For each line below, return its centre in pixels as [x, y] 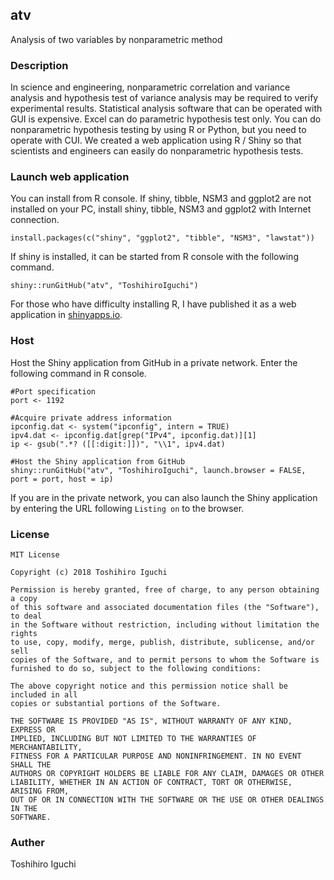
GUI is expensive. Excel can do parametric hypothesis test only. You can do [166, 119]
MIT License [35, 555]
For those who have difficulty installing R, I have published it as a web [153, 304]
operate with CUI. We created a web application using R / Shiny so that [156, 140]
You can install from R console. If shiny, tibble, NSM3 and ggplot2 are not [161, 199]
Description [39, 65]
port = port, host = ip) [62, 479]
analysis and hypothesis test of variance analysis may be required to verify [164, 98]
